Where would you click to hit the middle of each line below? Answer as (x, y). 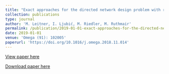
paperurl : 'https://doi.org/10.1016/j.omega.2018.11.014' (67, 42)
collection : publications (32, 14)
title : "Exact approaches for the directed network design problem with (83, 10)
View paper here (22, 56)
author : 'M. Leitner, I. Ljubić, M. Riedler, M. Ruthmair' (68, 24)
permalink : (17, 28)
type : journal (20, 19)
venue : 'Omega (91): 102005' (36, 38)
